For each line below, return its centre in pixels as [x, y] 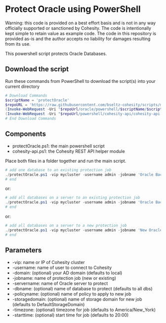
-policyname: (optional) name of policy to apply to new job [72, 294]
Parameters [23, 250]
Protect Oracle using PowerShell [73, 9]
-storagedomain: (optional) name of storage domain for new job [77, 299]
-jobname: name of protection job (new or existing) [64, 278]
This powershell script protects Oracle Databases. [56, 54]
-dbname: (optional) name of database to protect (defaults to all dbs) [82, 288]
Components [25, 134]
